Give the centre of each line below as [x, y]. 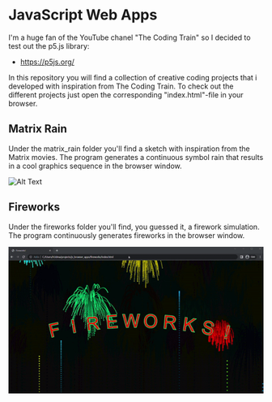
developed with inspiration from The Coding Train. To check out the [121, 86]
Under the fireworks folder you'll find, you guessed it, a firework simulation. [134, 227]
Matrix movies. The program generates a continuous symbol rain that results [136, 157]
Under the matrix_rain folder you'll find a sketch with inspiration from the [129, 149]
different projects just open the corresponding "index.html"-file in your [126, 94]
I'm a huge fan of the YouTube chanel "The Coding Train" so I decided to [130, 37]
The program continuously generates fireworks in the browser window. [127, 235]
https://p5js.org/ [47, 62]
